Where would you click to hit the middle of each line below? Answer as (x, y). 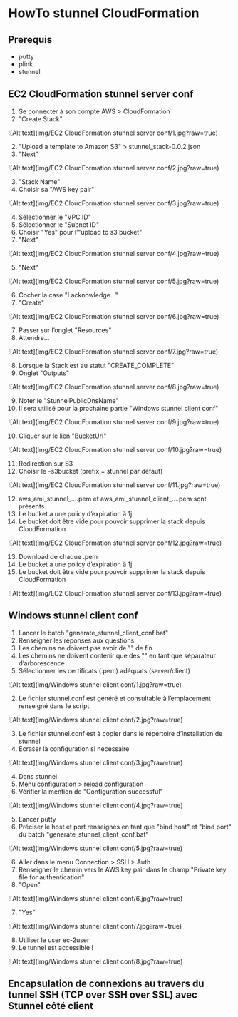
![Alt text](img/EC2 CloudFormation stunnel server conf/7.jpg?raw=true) (113, 352)
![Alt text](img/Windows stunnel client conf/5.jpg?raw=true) (95, 848)
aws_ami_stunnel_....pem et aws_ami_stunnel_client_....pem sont (112, 499)
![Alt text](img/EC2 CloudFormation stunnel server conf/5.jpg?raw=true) (114, 281)
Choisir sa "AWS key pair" (56, 189)
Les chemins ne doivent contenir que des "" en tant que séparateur (117, 655)
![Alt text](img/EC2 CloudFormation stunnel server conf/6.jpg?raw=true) (114, 316)
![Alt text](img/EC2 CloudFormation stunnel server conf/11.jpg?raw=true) (114, 485)
